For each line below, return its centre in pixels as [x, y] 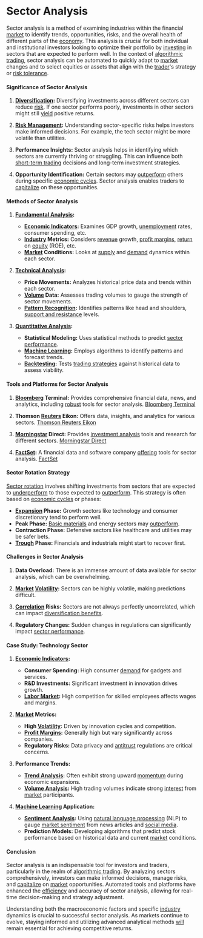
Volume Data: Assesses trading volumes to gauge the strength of [106, 295]
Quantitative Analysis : [44, 326]
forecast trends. [44, 357]
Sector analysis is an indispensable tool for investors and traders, [88, 865]
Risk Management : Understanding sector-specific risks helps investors [105, 125]
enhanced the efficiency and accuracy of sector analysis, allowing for [93, 891]
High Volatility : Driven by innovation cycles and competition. [100, 726]
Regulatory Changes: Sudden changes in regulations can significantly [103, 625]
